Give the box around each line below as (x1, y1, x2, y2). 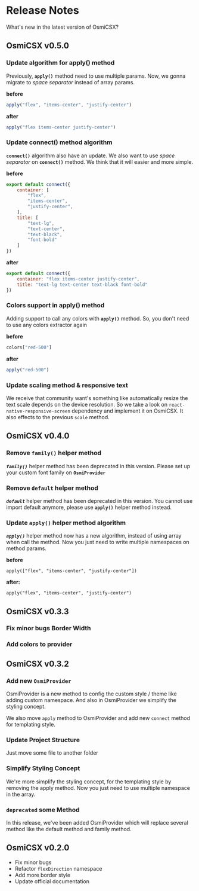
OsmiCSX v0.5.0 (6, 41, 70, 51)
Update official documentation (14, 877, 90, 885)
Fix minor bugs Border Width (6, 624, 91, 633)
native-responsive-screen (6, 408, 70, 414)
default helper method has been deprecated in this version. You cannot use (6, 497, 193, 504)
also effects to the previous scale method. (6, 413, 110, 420)
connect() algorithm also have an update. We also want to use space (6, 152, 175, 159)
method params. (6, 545, 46, 552)
